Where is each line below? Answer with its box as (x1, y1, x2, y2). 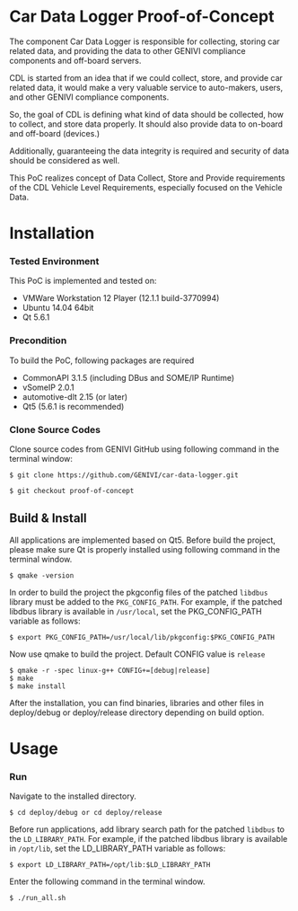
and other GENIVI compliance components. (9, 92, 170, 102)
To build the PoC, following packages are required (9, 355, 195, 366)
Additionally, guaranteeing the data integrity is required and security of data (9, 146, 290, 156)
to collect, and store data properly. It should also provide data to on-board (9, 119, 284, 129)
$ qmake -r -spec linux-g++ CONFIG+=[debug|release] (9, 666, 211, 675)
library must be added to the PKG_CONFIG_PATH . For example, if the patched (9, 596, 283, 607)
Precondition (9, 334, 67, 347)
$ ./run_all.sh (9, 894, 66, 903)
